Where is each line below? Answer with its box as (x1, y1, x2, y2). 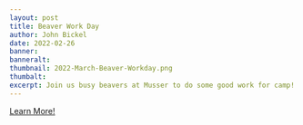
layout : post (9, 13, 59, 23)
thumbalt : (9, 72, 47, 82)
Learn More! (9, 105, 56, 116)
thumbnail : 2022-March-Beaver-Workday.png (9, 64, 173, 73)
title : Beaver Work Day (9, 22, 100, 31)
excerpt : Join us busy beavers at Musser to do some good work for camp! (9, 81, 296, 90)
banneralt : (9, 55, 51, 64)
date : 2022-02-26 (9, 38, 76, 48)
